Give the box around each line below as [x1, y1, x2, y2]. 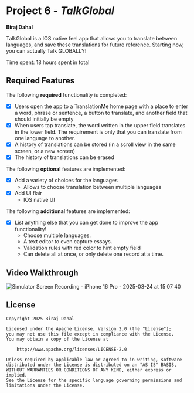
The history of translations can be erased [14, 154, 114, 161]
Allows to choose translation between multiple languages [23, 184, 162, 191]
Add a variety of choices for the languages [14, 177, 118, 184]
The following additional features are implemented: [6, 208, 130, 215]
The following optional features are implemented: [6, 165, 126, 172]
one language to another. [14, 134, 76, 141]
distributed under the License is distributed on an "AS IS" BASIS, [6, 362, 177, 368]
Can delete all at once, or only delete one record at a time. [23, 250, 164, 258]
